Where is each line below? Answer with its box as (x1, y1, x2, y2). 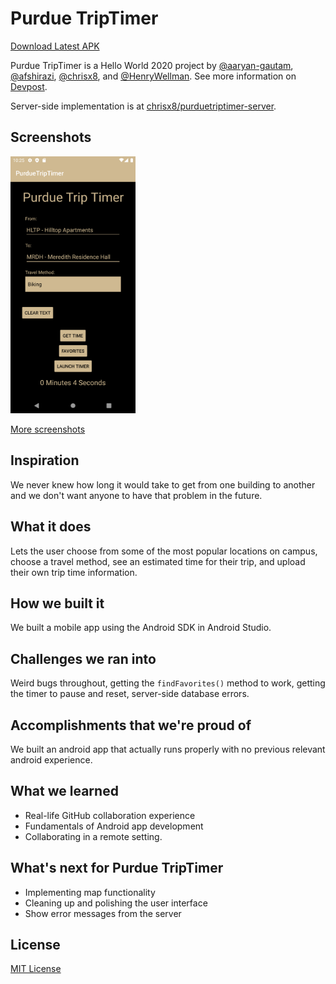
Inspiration (10, 452, 80, 469)
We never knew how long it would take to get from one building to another (10, 478, 316, 491)
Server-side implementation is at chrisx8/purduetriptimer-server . (10, 100, 277, 112)
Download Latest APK (10, 40, 100, 52)
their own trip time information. (10, 566, 138, 578)
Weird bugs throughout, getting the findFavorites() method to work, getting (10, 677, 326, 689)
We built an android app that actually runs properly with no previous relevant (10, 743, 326, 756)
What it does (10, 518, 92, 536)
